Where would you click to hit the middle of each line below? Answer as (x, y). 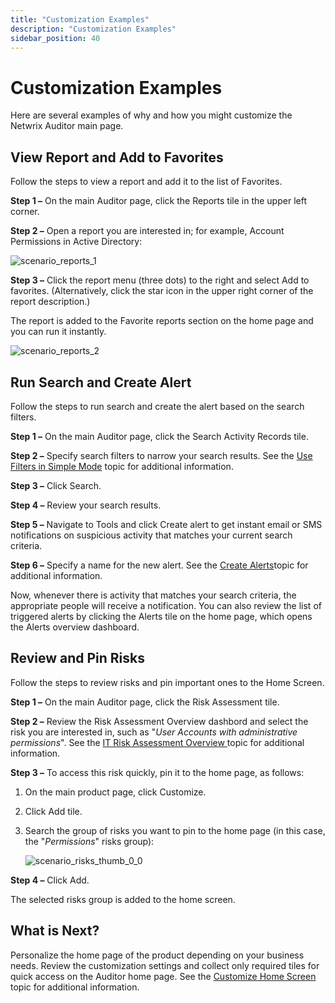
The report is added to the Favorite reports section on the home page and (162, 321)
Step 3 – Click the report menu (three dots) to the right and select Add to (160, 280)
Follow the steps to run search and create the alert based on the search (157, 406)
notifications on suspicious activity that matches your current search (151, 535)
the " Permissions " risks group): (89, 841)
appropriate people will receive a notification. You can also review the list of (166, 605)
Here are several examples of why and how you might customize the (151, 115)
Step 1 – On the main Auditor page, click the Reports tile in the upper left (158, 201)
